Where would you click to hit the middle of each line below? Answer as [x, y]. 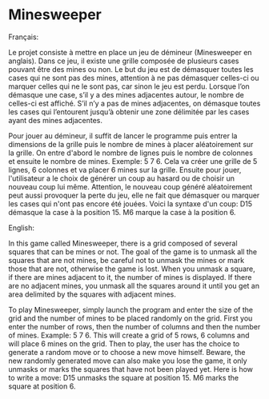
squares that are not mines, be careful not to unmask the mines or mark [126, 260]
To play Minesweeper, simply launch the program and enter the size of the [131, 309]
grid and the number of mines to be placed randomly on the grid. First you [130, 318]
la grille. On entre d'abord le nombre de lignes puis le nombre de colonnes [131, 153]
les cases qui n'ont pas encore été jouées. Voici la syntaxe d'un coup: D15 [130, 203]
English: [21, 227]
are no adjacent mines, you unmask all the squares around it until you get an [134, 285]
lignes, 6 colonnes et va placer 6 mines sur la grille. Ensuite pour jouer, [125, 170]
